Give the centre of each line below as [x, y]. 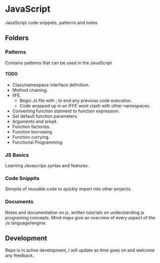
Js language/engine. [26, 223]
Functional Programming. [38, 142]
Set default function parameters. [45, 116]
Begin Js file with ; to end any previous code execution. [76, 100]
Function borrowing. [33, 131]
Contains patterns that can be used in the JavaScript [59, 63]
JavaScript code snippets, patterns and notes [51, 23]
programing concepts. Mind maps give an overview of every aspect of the [80, 217]
